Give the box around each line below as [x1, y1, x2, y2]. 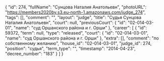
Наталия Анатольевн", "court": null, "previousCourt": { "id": [5, 20, 127, 25]
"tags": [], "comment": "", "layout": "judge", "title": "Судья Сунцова [5, 15, 141, 20]
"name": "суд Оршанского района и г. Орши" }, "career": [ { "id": [13, 25, 147, 31]
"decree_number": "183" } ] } [5, 51, 64, 57]
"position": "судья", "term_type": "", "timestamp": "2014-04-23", [5, 46, 136, 51]
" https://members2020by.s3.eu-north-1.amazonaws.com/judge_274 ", [5, 9, 146, 15]
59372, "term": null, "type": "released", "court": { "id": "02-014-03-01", [5, 30, 149, 36]
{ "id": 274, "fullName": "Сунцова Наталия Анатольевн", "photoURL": [5, 4, 146, 10]
